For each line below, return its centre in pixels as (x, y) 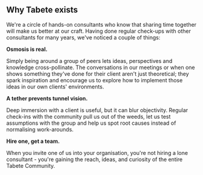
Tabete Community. (31, 165)
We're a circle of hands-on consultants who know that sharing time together (101, 24)
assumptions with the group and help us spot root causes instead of (91, 123)
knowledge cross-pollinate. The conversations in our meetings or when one (101, 67)
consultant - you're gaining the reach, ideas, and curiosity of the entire (95, 159)
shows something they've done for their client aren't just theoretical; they (98, 74)
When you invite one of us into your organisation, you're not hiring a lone (97, 153)
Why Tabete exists (42, 10)
